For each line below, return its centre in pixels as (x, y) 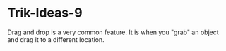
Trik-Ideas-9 (45, 13)
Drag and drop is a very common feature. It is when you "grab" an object (113, 32)
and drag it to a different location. (56, 39)
